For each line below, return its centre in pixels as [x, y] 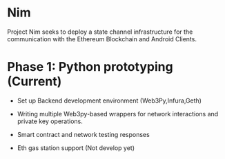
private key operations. [50, 121]
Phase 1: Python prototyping [90, 67]
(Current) [35, 82]
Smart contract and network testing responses [83, 134]
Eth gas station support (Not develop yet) [76, 148]
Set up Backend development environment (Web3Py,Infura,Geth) [109, 100]
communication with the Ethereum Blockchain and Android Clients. [102, 39]
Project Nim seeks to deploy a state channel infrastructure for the [100, 32]
